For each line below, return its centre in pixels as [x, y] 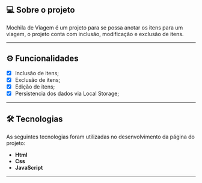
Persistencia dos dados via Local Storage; [67, 93]
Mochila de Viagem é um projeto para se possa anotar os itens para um [95, 27]
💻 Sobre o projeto [41, 10]
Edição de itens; [35, 87]
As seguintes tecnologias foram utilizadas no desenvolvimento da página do [101, 137]
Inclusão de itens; [37, 73]
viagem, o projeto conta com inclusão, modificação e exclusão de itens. [95, 34]
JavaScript [29, 167]
